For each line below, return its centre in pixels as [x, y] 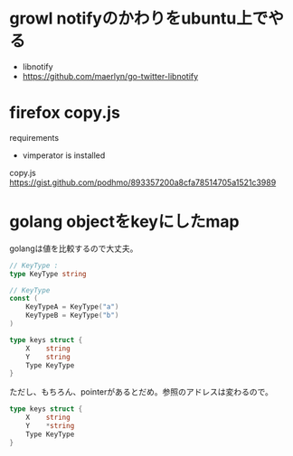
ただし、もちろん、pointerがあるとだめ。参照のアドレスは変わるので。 [141, 392]
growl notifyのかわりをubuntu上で [139, 19]
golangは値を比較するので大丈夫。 [74, 248]
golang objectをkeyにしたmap [124, 222]
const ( [24, 299]
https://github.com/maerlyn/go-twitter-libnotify [110, 76]
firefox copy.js [65, 113]
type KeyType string [48, 274]
